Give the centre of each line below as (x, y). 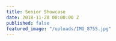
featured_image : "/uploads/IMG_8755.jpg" (59, 29)
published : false (28, 23)
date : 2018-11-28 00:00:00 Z (43, 17)
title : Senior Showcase (36, 12)
